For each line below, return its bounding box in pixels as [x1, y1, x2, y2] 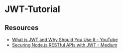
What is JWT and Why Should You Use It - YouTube [11, 36, 118, 42]
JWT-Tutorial [4, 3, 60, 15]
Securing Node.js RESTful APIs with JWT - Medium [11, 42, 118, 48]
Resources [4, 23, 39, 32]
